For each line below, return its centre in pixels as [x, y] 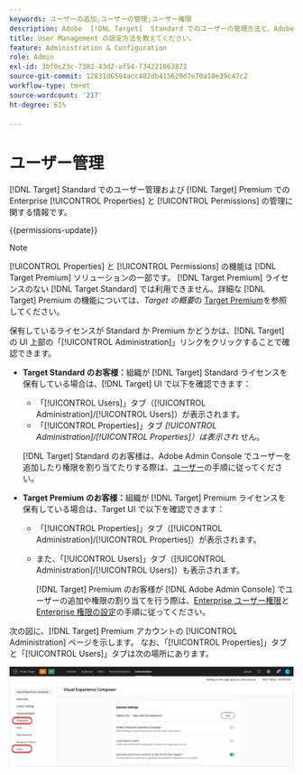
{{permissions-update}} [54, 230]
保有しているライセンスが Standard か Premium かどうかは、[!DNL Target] [147, 331]
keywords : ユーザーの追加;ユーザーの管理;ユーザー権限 [101, 19]
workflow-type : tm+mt [50, 86]
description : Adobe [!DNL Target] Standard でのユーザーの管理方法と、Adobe [152, 28]
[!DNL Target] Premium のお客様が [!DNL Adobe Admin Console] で [161, 589]
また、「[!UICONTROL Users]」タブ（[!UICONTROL [131, 559]
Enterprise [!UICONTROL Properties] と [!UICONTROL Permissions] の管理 [147, 201]
